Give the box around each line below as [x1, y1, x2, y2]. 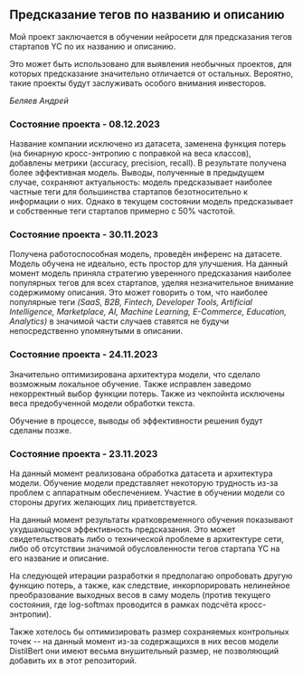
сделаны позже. [9, 424, 72, 435]
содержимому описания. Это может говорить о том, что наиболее [9, 287, 269, 298]
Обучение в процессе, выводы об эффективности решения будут [9, 415, 263, 426]
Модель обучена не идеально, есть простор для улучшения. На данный [9, 258, 288, 270]
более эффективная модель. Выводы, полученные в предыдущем [9, 167, 265, 178]
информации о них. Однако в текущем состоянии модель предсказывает [9, 196, 294, 207]
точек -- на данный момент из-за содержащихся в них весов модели [9, 636, 279, 646]
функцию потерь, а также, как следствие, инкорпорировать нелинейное [9, 580, 291, 591]
